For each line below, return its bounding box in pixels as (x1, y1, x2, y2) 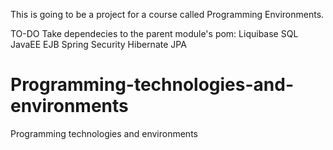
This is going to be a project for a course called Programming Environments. (10, 9, 325, 20)
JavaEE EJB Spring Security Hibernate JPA (10, 39, 187, 50)
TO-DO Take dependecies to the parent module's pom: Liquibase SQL (10, 28, 299, 39)
